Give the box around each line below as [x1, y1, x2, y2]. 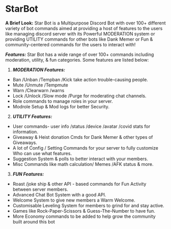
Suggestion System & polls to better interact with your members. [12, 156, 149, 162]
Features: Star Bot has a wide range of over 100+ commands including [5, 51, 154, 58]
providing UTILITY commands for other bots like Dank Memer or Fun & [5, 36, 153, 42]
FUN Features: [12, 171, 44, 177]
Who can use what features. [12, 150, 72, 156]
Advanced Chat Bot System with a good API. [12, 191, 106, 197]
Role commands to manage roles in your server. [12, 98, 113, 104]
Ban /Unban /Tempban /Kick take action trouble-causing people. [12, 76, 149, 82]
